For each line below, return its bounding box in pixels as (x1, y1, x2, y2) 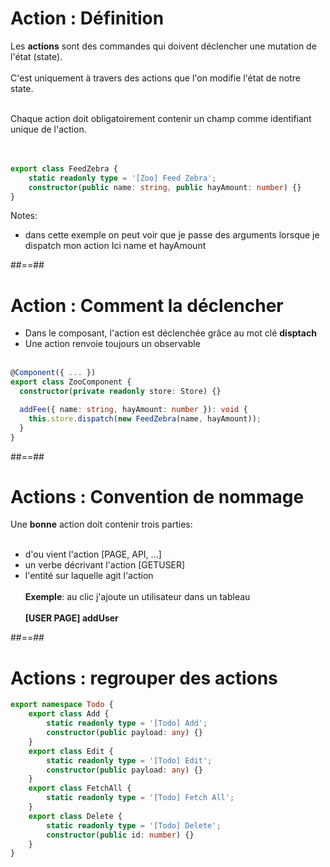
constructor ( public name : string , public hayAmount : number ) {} (28, 182, 302, 192)
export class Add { (28, 709, 110, 719)
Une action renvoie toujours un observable (24, 338, 201, 350)
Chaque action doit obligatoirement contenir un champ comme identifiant (10, 112, 312, 124)
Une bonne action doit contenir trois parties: (10, 518, 193, 531)
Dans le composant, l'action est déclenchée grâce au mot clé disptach (24, 327, 317, 339)
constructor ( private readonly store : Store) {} (19, 387, 222, 397)
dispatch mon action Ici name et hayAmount (24, 240, 207, 252)
